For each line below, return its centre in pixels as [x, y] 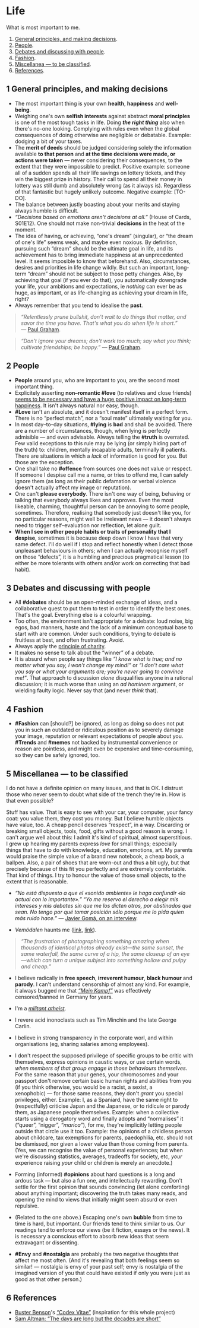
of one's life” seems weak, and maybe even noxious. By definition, [96, 242]
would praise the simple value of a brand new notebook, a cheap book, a [95, 856]
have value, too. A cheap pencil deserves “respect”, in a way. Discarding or [98, 825]
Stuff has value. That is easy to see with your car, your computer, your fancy [99, 812]
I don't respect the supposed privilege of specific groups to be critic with [104, 1056]
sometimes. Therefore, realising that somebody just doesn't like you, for [103, 512]
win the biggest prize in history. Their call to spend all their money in [98, 179]
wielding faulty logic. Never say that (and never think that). [86, 690]
